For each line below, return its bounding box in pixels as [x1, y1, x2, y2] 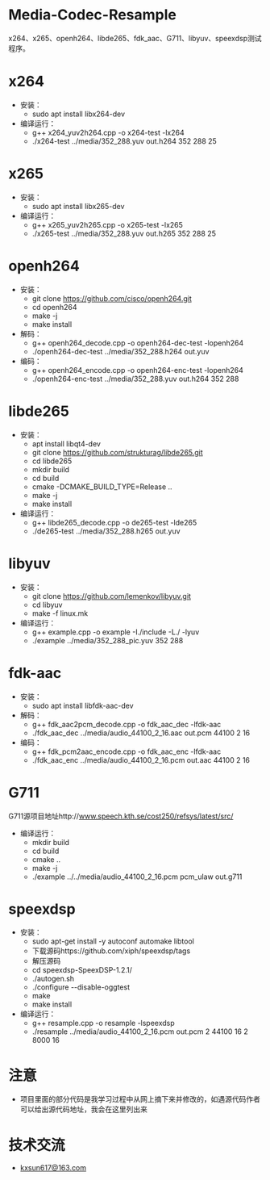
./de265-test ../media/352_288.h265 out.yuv [31, 526, 181, 536]
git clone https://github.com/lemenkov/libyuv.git [31, 591, 192, 600]
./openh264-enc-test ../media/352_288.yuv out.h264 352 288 [31, 374, 239, 383]
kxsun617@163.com [19, 1163, 87, 1173]
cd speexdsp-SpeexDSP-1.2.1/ [31, 965, 133, 975]
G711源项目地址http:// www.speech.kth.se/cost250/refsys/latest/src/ [8, 811, 234, 821]
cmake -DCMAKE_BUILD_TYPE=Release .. [31, 482, 172, 492]
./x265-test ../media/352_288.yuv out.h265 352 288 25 [31, 228, 216, 238]
